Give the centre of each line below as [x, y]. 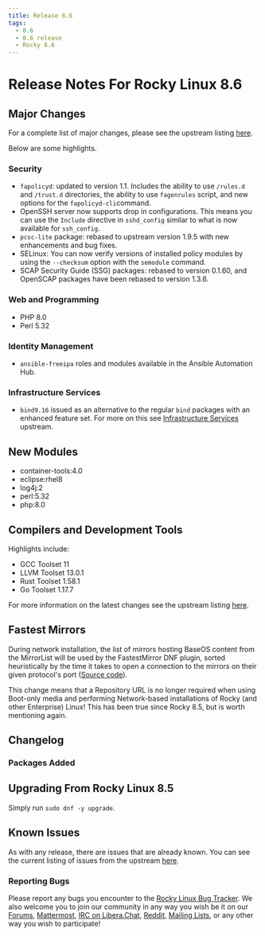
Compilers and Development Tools [95, 530]
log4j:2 [31, 488]
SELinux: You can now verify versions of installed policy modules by [131, 254]
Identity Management [51, 346]
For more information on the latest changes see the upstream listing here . [129, 604]
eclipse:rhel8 [41, 480]
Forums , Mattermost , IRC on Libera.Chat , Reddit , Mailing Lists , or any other [131, 915]
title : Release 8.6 [41, 16]
